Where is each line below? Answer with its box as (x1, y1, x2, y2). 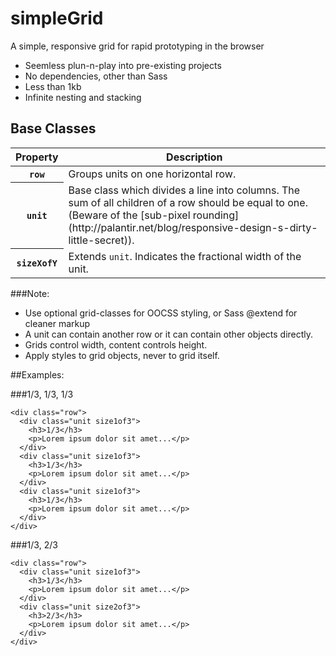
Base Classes (10, 120, 97, 137)
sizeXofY (16, 258, 58, 269)
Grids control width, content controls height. (24, 338, 208, 351)
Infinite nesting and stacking (24, 91, 142, 103)
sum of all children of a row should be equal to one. (68, 195, 308, 209)
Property (15, 150, 59, 164)
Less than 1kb (24, 80, 82, 92)
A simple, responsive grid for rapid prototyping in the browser (10, 40, 265, 52)
